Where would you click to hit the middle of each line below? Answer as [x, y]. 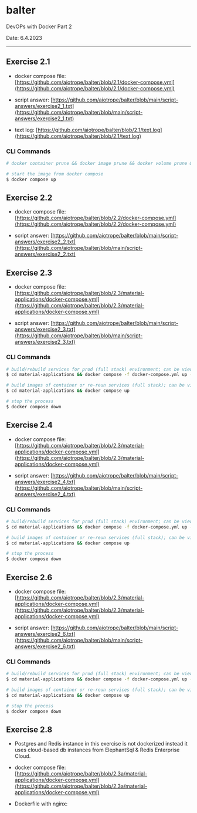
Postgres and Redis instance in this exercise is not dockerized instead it [101, 744]
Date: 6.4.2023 [24, 38]
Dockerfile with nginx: [41, 804]
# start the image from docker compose [55, 174]
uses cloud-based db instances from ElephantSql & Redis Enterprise [97, 750]
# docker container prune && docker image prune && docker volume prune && [101, 164]
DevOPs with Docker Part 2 [39, 26]
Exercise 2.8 [29, 729]
